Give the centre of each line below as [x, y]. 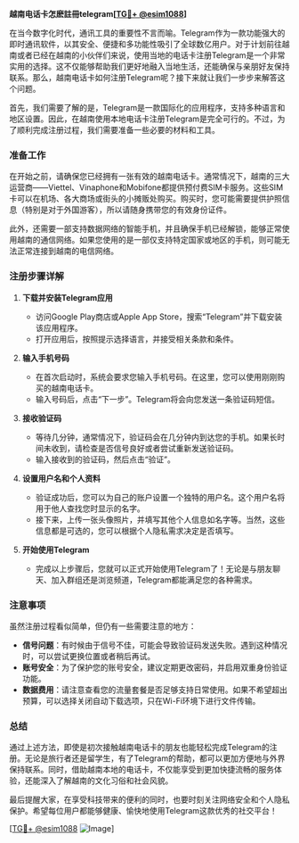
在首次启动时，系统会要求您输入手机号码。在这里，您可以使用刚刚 [156, 376]
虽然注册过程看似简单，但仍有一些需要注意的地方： [103, 626]
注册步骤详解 [37, 277]
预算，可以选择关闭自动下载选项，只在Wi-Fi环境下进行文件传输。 [141, 700]
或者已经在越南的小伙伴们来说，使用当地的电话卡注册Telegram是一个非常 [151, 55]
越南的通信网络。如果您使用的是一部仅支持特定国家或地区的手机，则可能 [149, 240]
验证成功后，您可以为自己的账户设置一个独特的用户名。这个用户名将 [160, 497]
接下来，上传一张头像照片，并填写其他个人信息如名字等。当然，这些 [160, 519]
